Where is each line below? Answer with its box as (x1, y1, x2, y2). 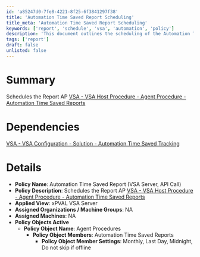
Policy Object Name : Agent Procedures (23, 225, 121, 232)
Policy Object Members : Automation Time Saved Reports (32, 231, 174, 239)
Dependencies (6, 120, 80, 134)
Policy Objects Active (14, 218, 70, 225)
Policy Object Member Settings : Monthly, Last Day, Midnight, (41, 237, 193, 244)
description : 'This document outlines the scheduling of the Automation (6, 31, 190, 37)
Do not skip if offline (41, 244, 91, 251)
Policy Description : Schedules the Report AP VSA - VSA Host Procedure (14, 187, 193, 194)
